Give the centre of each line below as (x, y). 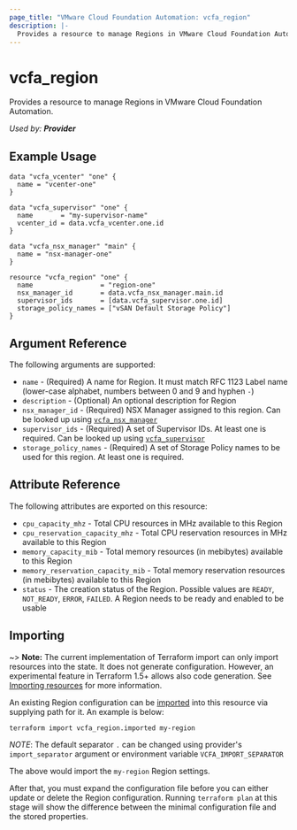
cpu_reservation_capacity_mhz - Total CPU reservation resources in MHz (154, 533)
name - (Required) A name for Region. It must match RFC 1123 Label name (155, 381)
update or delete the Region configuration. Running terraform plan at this (143, 797)
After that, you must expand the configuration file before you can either (139, 788)
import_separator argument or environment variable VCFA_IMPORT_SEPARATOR (147, 754)
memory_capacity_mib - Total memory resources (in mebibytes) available (152, 551)
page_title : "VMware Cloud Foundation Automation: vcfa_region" (130, 17)
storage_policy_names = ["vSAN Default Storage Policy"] (124, 309)
